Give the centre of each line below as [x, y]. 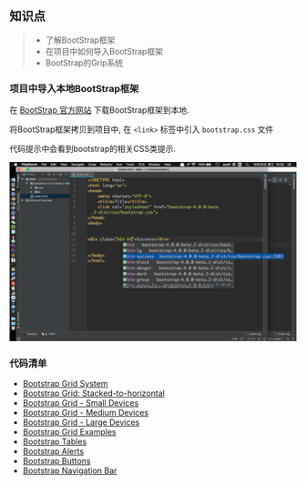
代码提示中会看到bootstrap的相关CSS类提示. [92, 149]
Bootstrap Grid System [65, 384]
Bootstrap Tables [55, 442]
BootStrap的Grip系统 [84, 63]
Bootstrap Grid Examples [69, 432]
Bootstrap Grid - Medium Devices [85, 413]
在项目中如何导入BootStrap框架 [104, 51]
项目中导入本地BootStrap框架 [74, 88]
